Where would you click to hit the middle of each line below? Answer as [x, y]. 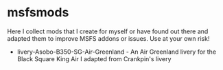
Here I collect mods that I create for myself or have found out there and [108, 31]
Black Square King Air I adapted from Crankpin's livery [94, 58]
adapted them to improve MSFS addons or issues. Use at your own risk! [108, 38]
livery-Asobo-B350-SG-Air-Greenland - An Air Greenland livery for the [117, 52]
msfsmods [38, 13]
